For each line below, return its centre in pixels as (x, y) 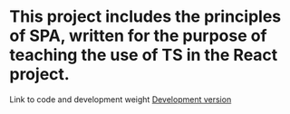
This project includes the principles (145, 17)
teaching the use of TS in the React (144, 55)
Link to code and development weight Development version (121, 99)
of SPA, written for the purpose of (138, 36)
